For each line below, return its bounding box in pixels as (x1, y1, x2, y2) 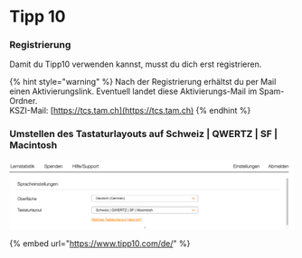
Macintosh (9, 139, 58, 152)
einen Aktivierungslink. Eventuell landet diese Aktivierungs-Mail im (9, 86, 258, 97)
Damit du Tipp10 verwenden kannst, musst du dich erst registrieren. (9, 59, 262, 69)
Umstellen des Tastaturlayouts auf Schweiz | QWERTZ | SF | (9, 128, 278, 141)
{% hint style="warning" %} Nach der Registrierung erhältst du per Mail (9, 77, 277, 88)
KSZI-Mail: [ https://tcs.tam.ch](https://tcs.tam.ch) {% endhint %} (9, 106, 251, 116)
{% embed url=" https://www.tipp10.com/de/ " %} (9, 238, 191, 249)
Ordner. (9, 96, 38, 106)
